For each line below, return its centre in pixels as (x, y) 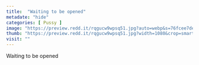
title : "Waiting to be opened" (46, 12)
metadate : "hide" (28, 17)
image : (14, 28)
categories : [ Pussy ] (34, 22)
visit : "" (18, 39)
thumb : (14, 34)
